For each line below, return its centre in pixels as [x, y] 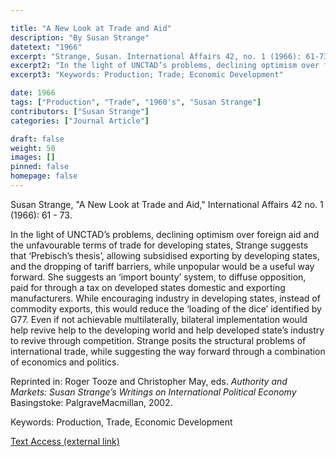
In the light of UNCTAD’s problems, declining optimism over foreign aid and [165, 234]
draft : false [37, 139]
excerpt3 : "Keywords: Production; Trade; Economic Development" [147, 75]
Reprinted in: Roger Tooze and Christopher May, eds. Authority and [149, 381]
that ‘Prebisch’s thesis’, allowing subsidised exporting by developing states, [165, 255]
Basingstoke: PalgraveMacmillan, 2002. [91, 402]
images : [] [33, 157]
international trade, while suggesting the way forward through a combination [168, 351]
